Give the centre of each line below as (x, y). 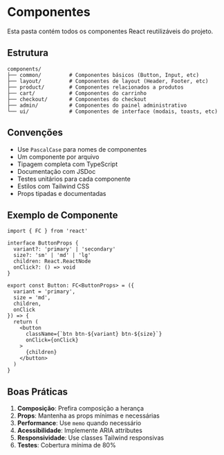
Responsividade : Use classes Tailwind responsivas (91, 438)
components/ (24, 69)
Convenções (35, 133)
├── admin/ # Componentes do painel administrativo (97, 105)
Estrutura (28, 53)
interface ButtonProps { (43, 243)
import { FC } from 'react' (48, 231)
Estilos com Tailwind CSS (53, 186)
